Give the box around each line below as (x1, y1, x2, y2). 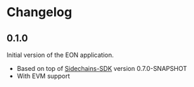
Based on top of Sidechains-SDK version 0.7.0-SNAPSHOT (16, 65, 188, 72)
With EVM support (16, 72, 70, 80)
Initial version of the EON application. (6, 51, 114, 59)
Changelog (6, 4, 72, 20)
